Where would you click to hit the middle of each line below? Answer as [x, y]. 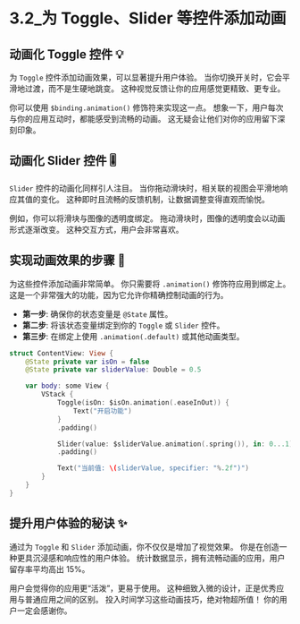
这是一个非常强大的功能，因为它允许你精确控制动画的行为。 [119, 295]
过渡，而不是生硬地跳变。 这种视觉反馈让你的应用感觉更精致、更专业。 [155, 89]
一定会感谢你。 [44, 611]
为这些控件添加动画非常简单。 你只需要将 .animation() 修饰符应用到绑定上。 [150, 284]
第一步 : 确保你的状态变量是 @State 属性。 [97, 313]
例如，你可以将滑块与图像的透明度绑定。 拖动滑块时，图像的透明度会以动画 [147, 218]
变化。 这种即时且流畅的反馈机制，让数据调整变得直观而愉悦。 [154, 199]
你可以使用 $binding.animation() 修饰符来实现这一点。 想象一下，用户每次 [146, 107]
